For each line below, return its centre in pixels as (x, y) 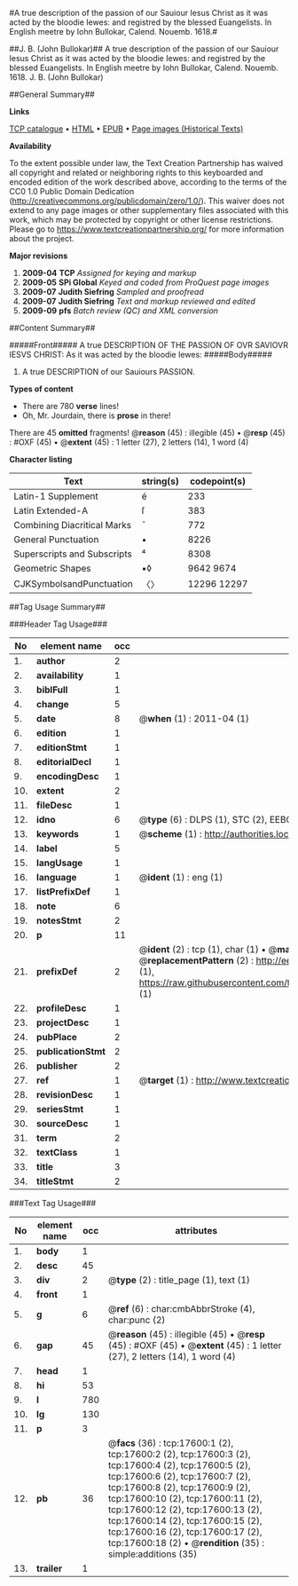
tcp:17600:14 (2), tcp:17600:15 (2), (185, 1521)
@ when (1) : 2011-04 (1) (194, 718)
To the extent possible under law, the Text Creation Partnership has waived (146, 163)
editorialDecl (64, 762)
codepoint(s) (218, 481)
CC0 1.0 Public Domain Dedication (72, 191)
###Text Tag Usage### (53, 1203)
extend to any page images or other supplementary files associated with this (149, 210)
